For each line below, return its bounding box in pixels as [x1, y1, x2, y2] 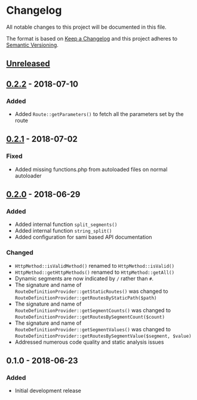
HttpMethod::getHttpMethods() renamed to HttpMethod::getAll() [14, 268, 175, 276]
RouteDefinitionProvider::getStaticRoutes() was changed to [14, 288, 168, 295]
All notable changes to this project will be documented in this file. [6, 23, 167, 30]
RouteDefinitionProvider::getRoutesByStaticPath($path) [14, 295, 157, 301]
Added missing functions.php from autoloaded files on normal [14, 166, 168, 173]
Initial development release [14, 387, 82, 395]
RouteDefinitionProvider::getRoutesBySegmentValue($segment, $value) [14, 333, 192, 339]
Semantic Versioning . [6, 41, 59, 48]
